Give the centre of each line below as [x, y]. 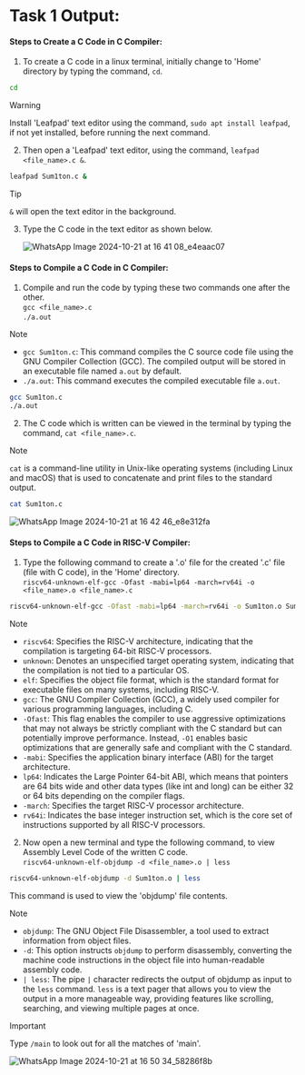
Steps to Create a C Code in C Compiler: [86, 41]
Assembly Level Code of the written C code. [105, 852]
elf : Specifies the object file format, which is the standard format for [151, 680]
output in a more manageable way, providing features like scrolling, [148, 998]
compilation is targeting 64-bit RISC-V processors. [117, 652]
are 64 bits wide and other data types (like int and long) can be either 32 [158, 786]
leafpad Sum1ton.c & [49, 177]
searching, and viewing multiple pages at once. [111, 1008]
